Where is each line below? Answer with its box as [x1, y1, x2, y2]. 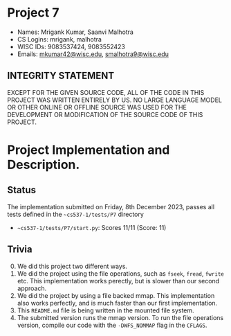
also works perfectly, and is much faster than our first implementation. [17, 299, 218, 307]
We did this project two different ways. [17, 262, 128, 270]
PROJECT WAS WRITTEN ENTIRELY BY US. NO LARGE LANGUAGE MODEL [7, 96, 223, 104]
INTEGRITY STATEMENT [7, 70, 115, 82]
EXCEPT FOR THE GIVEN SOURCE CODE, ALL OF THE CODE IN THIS [7, 88, 205, 96]
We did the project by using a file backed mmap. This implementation [17, 291, 215, 299]
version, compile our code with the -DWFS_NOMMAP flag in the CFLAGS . [17, 321, 207, 329]
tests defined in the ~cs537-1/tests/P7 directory [7, 210, 144, 218]
